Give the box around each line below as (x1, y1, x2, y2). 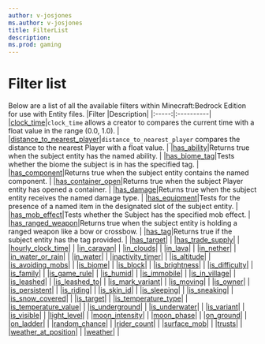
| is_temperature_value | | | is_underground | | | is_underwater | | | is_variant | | (8, 302, 245, 312)
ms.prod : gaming (8, 41, 62, 49)
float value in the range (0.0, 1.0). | (8, 126, 120, 136)
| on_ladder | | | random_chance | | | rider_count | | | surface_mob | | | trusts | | (8, 319, 243, 328)
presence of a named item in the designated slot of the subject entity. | (8, 202, 238, 211)
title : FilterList (8, 26, 69, 34)
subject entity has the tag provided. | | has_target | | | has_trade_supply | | (8, 235, 241, 245)
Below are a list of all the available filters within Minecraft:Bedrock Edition (8, 101, 247, 110)
